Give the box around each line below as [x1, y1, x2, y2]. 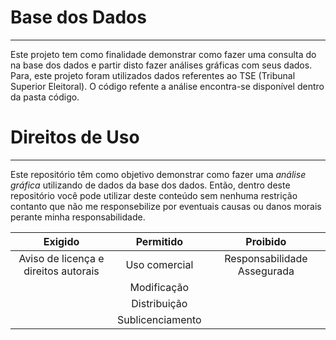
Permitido [135, 234, 184, 248]
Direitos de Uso [10, 126, 140, 149]
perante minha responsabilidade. [10, 211, 146, 223]
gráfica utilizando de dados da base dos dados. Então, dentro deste [10, 179, 291, 191]
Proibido [245, 234, 287, 248]
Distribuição [131, 296, 188, 310]
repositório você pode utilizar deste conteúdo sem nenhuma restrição [10, 189, 298, 201]
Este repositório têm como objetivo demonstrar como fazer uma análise [10, 168, 307, 180]
